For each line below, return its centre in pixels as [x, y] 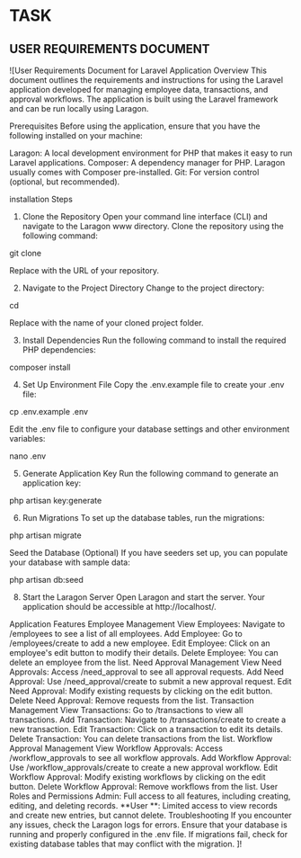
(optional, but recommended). [65, 182]
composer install [40, 367]
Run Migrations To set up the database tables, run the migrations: [143, 518]
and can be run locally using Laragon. [79, 108]
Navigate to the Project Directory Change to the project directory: [143, 288]
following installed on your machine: [76, 135]
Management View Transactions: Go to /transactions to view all [126, 710]
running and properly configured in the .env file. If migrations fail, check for [149, 834]
